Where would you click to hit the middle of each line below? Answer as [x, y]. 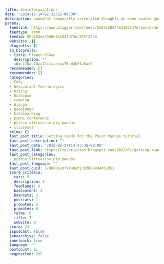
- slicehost [22, 127]
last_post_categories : [32, 154]
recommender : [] [26, 73]
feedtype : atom [25, 32]
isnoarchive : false [29, 236]
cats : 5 [21, 177]
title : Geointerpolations [31, 9]
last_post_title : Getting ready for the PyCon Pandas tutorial [75, 136]
